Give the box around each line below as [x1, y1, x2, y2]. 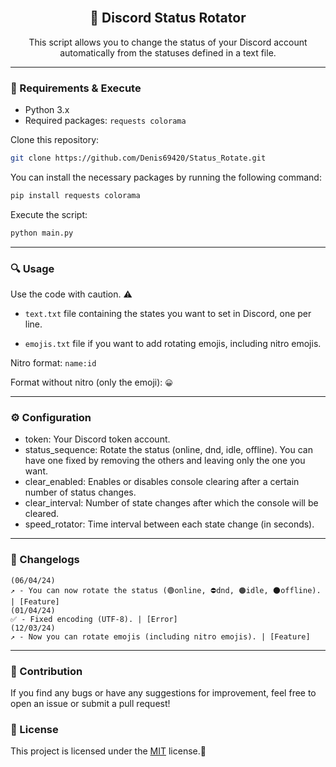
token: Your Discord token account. [24, 433, 171, 445]
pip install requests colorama [10, 190, 141, 200]
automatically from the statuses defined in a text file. [59, 46, 277, 59]
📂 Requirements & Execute [10, 81, 142, 95]
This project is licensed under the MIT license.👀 [10, 745, 207, 757]
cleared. [24, 508, 60, 520]
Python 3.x [24, 104, 70, 116]
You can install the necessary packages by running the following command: [10, 171, 322, 183]
